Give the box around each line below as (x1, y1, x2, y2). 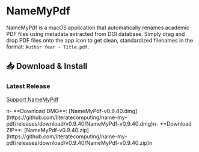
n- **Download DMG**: (6, 107, 68, 114)
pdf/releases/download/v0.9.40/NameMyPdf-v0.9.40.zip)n (6, 139, 153, 146)
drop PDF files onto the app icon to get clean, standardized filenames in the (6, 37, 194, 44)
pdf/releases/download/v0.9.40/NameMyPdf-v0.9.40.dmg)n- (6, 120, 159, 127)
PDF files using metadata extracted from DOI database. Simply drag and (6, 30, 185, 37)
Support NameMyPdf (6, 96, 59, 103)
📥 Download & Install (6, 61, 88, 71)
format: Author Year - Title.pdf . (6, 43, 90, 50)
